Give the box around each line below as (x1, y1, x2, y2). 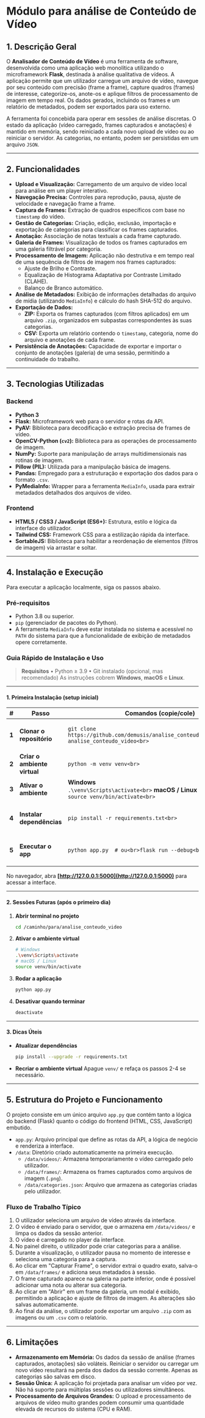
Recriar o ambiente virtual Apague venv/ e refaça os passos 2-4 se (15, 1065, 186, 1072)
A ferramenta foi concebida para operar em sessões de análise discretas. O (6, 115, 196, 122)
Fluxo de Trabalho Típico (6, 1203, 81, 1211)
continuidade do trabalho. (15, 355, 81, 362)
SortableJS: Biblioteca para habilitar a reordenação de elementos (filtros (15, 537, 198, 544)
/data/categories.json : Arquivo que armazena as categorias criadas (24, 1181, 198, 1188)
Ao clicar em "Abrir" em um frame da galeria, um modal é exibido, (15, 1287, 181, 1295)
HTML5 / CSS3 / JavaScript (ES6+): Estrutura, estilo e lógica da (15, 517, 177, 525)
